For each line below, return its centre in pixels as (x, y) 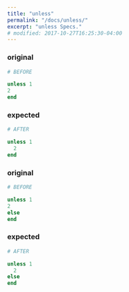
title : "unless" (31, 14)
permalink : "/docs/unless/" (48, 20)
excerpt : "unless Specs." (44, 26)
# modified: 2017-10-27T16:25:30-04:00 (65, 33)
